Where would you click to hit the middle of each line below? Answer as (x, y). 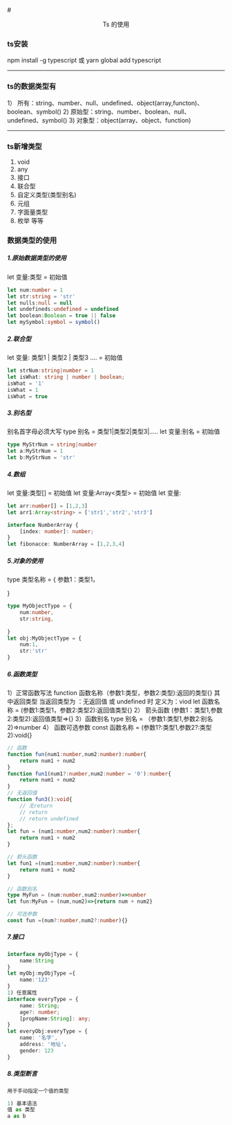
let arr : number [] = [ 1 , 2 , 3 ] (48, 506)
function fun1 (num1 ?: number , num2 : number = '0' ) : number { (89, 774)
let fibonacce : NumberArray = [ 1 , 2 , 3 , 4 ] (66, 544)
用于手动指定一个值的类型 (38, 1091)
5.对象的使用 (25, 561)
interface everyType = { (43, 999)
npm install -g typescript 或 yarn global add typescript (84, 60)
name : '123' (35, 980)
